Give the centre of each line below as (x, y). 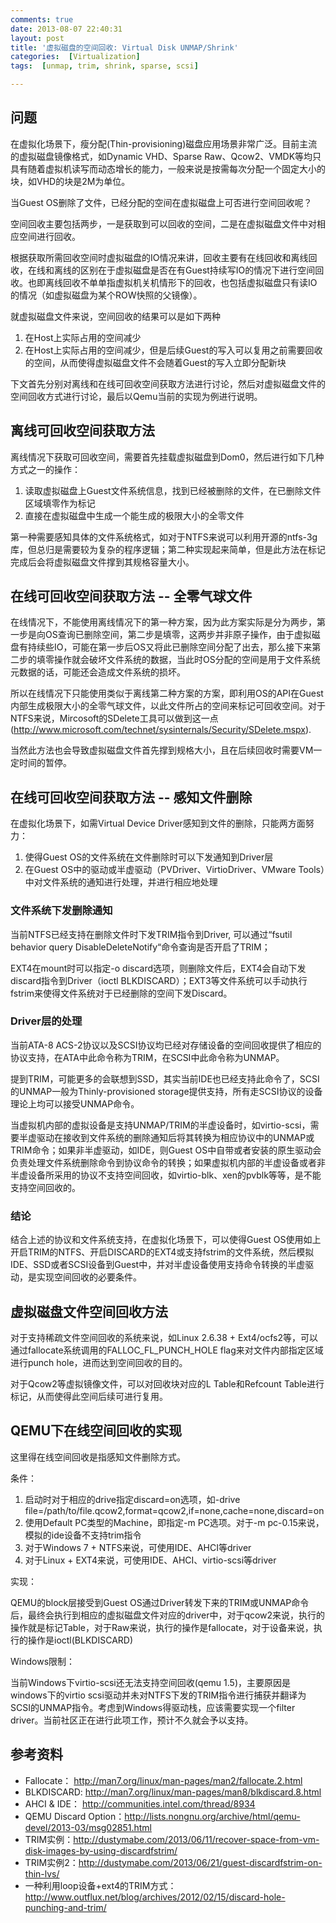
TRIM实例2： (51, 1862)
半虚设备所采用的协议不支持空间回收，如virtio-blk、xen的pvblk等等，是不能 (166, 1175)
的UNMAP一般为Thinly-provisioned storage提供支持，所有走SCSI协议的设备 (166, 1091)
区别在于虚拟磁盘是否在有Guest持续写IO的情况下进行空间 (197, 270)
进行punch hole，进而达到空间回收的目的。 (99, 1362)
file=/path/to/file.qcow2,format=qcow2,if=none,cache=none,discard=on (174, 1510)
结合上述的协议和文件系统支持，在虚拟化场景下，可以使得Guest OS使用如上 (166, 1240)
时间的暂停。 (45, 763)
